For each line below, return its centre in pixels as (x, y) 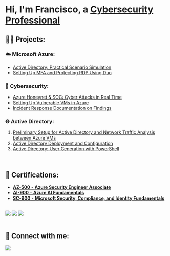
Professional (33, 20)
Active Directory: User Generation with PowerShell (66, 149)
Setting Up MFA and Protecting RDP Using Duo (62, 72)
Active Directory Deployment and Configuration (63, 143)
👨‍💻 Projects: (25, 39)
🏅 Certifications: (32, 175)
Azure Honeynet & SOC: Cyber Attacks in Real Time (67, 97)
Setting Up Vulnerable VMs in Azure (51, 103)
